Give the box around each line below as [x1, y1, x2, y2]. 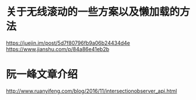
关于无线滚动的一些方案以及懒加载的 [6, 5, 180, 19]
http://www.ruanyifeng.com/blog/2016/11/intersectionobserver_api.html [6, 87, 177, 94]
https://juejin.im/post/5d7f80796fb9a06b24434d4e [6, 39, 130, 47]
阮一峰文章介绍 [6, 68, 78, 81]
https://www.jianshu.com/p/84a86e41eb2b [6, 45, 110, 52]
